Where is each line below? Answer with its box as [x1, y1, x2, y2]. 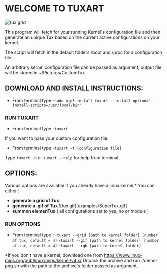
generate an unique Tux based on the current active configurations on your [5, 34, 160, 40]
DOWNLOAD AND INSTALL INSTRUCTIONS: [5, 84, 143, 93]
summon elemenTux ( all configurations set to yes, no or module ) [12, 208, 149, 214]
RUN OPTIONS [5, 220, 41, 227]
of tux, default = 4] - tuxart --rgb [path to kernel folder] [12, 243, 141, 249]
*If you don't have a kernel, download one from [5, 252, 103, 258]
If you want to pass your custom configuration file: [5, 135, 109, 141]
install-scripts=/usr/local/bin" [12, 103, 82, 108]
